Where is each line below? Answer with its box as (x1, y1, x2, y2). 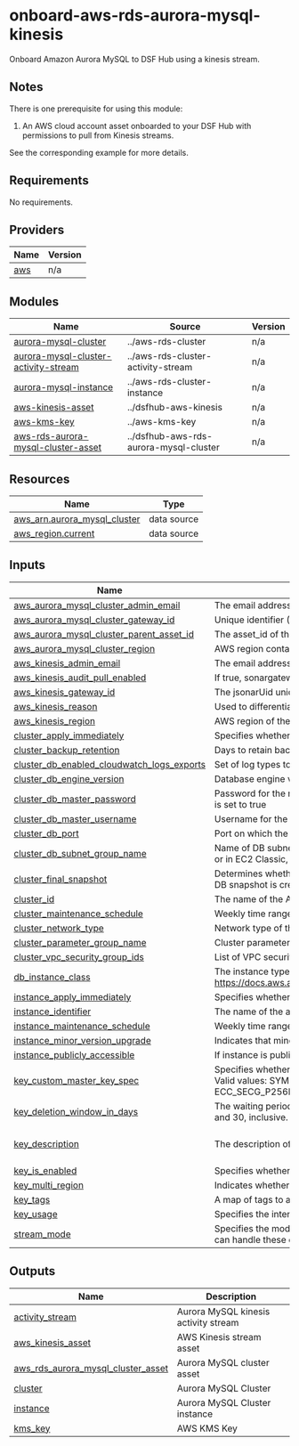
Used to (214, 700, 247, 712)
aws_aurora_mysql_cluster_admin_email (13, 598, 181, 611)
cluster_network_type (13, 922, 104, 934)
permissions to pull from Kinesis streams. (21, 130, 174, 141)
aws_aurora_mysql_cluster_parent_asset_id (13, 628, 194, 640)
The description (214, 1137, 280, 1149)
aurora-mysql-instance (13, 381, 114, 394)
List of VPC (214, 950, 262, 963)
